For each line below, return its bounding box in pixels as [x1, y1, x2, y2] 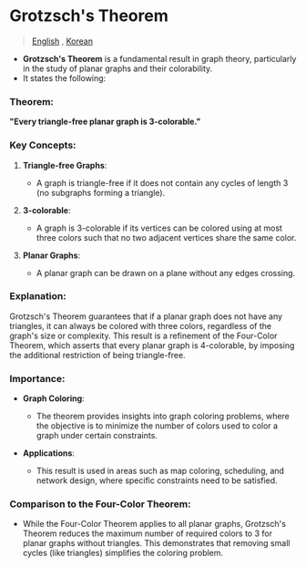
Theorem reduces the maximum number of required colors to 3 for [22, 528, 273, 539]
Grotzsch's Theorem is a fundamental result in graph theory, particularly [22, 53, 297, 64]
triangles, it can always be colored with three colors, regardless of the [9, 320, 271, 331]
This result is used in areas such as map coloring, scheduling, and [36, 466, 285, 477]
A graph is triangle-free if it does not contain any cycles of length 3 [36, 177, 289, 188]
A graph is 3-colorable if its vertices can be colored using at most [36, 222, 282, 233]
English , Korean [31, 36, 94, 46]
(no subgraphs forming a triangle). [36, 187, 166, 198]
